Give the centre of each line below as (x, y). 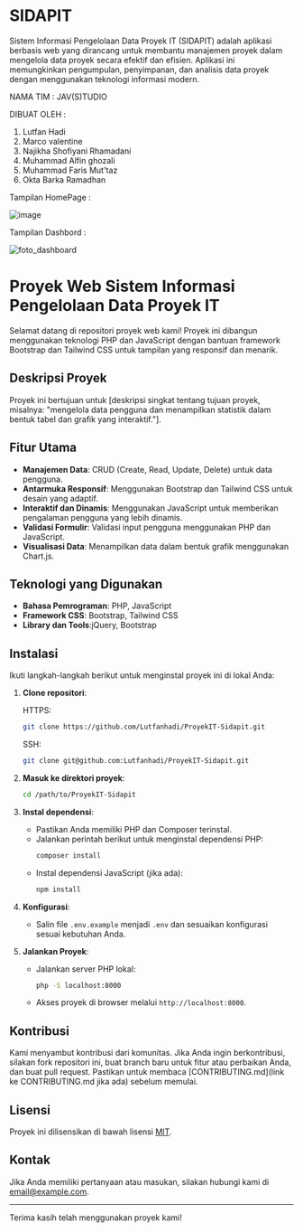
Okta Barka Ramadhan (64, 179)
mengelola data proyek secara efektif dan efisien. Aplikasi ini (122, 60)
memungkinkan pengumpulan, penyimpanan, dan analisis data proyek (139, 70)
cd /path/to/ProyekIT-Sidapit (79, 795)
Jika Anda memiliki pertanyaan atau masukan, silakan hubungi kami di (139, 1181)
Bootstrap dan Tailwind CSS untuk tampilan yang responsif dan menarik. (144, 350)
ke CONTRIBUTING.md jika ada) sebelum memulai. (104, 1082)
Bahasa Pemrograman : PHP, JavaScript (97, 606)
